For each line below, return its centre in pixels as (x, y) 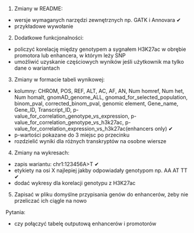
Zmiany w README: (38, 9)
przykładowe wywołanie (44, 26)
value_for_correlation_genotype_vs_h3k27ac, (69, 122)
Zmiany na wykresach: (42, 153)
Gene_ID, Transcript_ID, (43, 110)
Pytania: (16, 212)
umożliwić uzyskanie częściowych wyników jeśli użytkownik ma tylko (99, 62)
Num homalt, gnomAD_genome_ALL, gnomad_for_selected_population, (101, 97)
